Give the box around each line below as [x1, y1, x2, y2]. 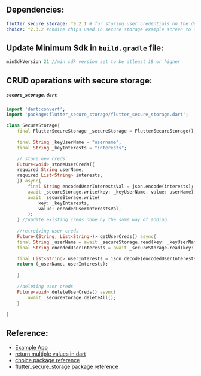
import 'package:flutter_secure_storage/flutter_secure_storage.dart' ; [6, 112, 188, 118]
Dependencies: [6, 5, 65, 15]
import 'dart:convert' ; [6, 106, 66, 112]
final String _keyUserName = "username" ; [17, 139, 121, 145]
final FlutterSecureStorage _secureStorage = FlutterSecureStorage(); [17, 128, 197, 134]
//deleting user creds [17, 283, 74, 290]
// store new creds [17, 155, 66, 161]
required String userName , [17, 167, 84, 173]
